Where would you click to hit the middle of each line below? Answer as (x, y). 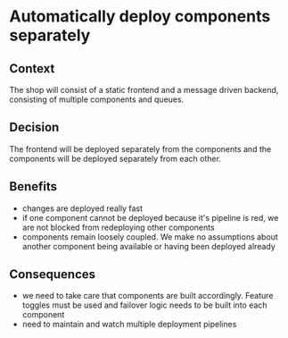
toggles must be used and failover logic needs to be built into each (144, 305)
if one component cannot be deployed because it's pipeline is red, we (150, 217)
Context (32, 68)
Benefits (33, 186)
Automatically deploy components (140, 17)
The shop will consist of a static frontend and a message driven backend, (144, 90)
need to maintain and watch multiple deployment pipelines (129, 325)
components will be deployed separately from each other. (115, 158)
